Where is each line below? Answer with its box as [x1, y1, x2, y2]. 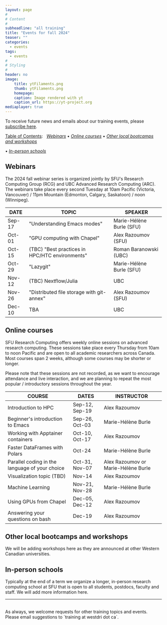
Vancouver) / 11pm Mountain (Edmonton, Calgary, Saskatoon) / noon [5, 191, 146, 197]
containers [7, 436, 33, 443]
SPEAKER [125, 209, 148, 216]
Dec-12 [73, 501, 92, 508]
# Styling [5, 63, 26, 68]
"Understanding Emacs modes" [29, 220, 103, 227]
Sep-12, [73, 401, 93, 408]
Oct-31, [73, 458, 92, 465]
